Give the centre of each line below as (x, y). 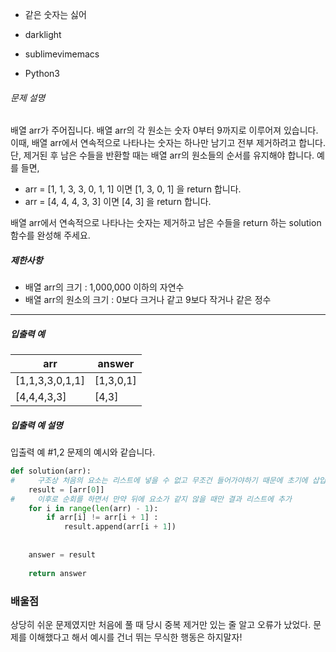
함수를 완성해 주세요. (50, 235)
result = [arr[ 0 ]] (66, 489)
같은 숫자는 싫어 (55, 14)
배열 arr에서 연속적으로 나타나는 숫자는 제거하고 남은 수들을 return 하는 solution (166, 223)
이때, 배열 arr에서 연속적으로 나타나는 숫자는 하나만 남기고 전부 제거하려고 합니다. (168, 143)
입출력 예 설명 (36, 425)
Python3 (42, 73)
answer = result (62, 554)
